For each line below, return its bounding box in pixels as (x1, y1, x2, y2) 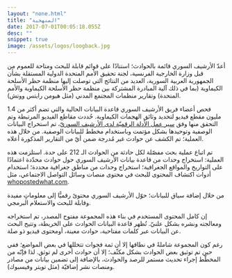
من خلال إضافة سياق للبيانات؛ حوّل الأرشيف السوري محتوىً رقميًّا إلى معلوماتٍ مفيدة (7, 191, 224, 199)
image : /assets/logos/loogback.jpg (7, 43, 110, 49)
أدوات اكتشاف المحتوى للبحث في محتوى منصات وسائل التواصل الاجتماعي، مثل (7, 170, 211, 178)
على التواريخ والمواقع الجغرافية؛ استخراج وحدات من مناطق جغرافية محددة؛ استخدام (7, 163, 224, 171)
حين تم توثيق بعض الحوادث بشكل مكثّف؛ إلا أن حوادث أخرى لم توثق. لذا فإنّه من (7, 248, 213, 256)
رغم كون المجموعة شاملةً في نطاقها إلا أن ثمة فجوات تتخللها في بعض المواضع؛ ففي (7, 240, 223, 248)
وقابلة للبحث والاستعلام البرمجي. (7, 199, 92, 206)
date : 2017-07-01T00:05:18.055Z (7, 23, 101, 30)
